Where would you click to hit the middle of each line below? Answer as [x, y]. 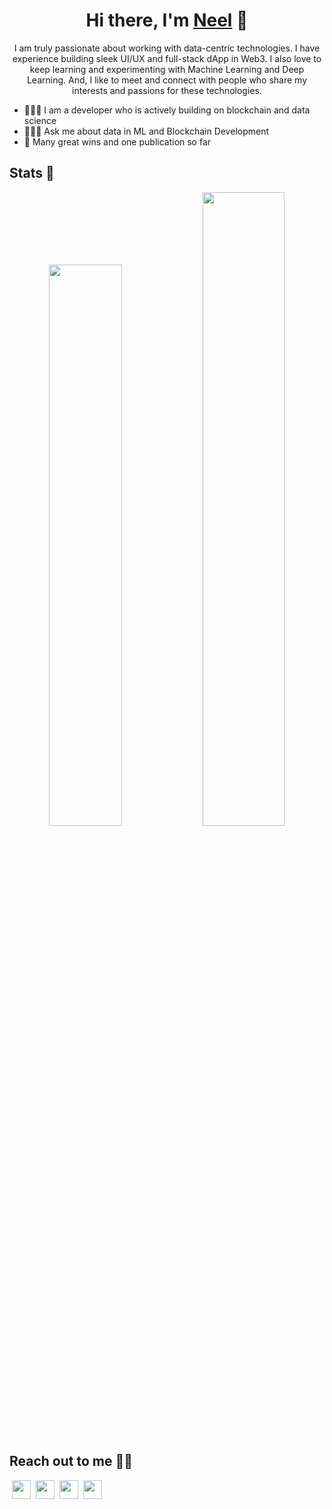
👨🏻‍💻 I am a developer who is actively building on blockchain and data [167, 110]
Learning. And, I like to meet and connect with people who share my [167, 80]
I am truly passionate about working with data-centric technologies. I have [167, 48]
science [40, 120]
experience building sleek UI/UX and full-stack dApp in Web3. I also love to [167, 58]
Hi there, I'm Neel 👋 [167, 20]
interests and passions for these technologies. [167, 90]
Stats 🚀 [32, 173]
